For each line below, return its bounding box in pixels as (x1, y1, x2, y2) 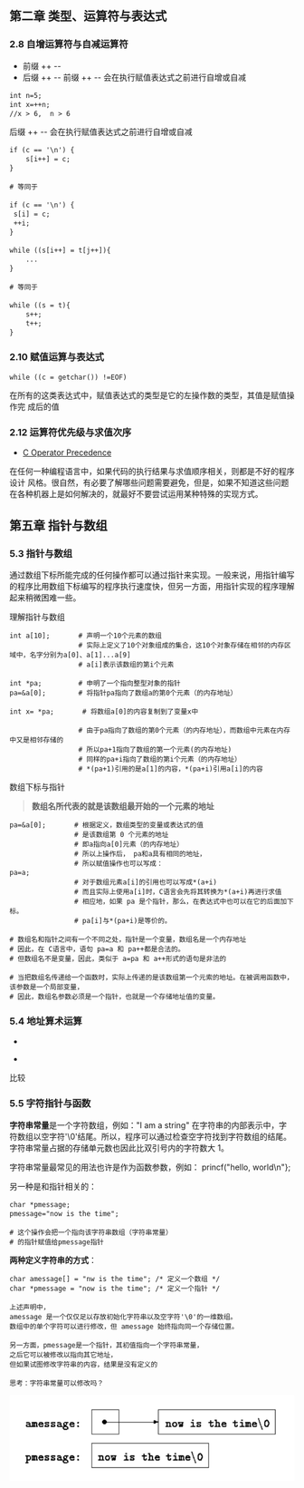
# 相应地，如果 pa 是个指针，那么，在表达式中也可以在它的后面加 (73, 897, 288, 906)
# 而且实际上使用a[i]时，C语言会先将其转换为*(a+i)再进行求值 (73, 887, 282, 896)
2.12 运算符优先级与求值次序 (9, 425, 132, 438)
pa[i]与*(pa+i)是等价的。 (81, 916, 172, 925)
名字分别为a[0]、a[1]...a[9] (29, 650, 131, 659)
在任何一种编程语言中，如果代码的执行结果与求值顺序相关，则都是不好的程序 (9, 466, 295, 477)
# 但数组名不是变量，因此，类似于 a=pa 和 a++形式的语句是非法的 (9, 954, 227, 963)
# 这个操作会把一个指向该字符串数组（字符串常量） (9, 1228, 173, 1237)
